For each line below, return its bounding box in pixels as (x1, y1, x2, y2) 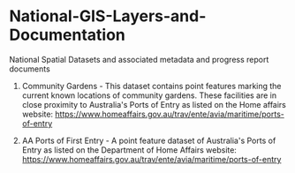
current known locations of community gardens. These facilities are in (21, 90, 277, 101)
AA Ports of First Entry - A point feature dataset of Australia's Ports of (21, 135, 276, 146)
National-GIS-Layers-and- (9, 6, 207, 26)
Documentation (9, 25, 126, 45)
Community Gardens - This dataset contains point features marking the (21, 80, 282, 91)
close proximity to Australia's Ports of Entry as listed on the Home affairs (21, 99, 287, 109)
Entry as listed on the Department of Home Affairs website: (21, 144, 237, 155)
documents (9, 64, 50, 74)
